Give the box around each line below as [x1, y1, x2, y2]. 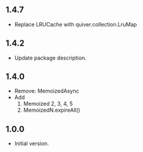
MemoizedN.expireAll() [23, 106, 81, 114]
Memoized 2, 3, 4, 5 [23, 100, 73, 108]
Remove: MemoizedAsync [14, 87, 79, 95]
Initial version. [14, 140, 49, 147]
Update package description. [14, 54, 87, 61]
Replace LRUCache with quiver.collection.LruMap [14, 20, 138, 28]
